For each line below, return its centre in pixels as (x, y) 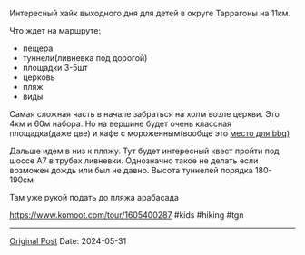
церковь (39, 77)
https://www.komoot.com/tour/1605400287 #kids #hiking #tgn (127, 215)
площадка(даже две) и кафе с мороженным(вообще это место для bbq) (150, 133)
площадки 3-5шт (55, 68)
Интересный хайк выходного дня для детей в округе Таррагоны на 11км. (150, 13)
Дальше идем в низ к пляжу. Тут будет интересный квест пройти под (144, 151)
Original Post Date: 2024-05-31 (68, 241)
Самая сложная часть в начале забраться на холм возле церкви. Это (144, 114)
